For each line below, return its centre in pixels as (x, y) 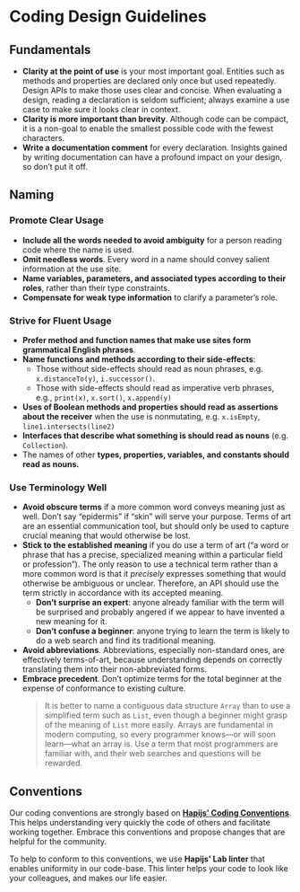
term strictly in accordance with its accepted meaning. (123, 593)
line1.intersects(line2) (69, 427)
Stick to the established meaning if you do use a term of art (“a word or (155, 545)
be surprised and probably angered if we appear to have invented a (160, 612)
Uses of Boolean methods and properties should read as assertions (150, 407)
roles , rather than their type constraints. (96, 287)
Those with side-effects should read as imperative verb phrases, (155, 387)
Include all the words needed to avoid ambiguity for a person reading (152, 240)
